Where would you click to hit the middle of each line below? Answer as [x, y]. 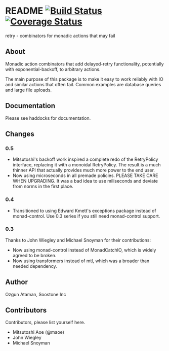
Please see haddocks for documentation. [48, 118]
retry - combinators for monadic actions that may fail [60, 36]
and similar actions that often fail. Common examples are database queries [83, 84]
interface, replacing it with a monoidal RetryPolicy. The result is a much [87, 165]
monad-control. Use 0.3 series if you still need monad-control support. [86, 216]
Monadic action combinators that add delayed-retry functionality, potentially [85, 64]
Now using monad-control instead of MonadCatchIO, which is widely [84, 250]
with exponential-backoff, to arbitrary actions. [53, 69]
